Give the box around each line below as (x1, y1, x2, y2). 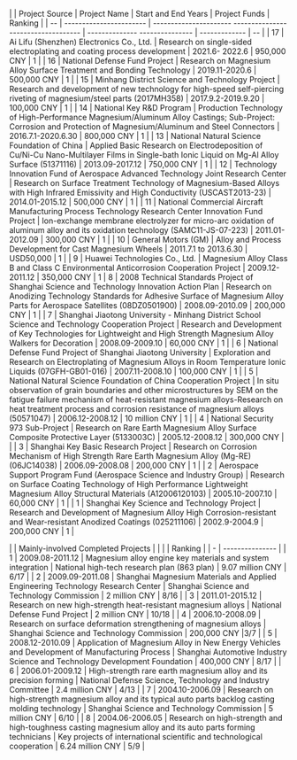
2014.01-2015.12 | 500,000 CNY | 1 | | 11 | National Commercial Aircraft (9, 197, 263, 207)
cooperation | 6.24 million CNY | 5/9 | (9, 741, 146, 751)
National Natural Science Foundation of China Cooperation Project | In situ (9, 376, 280, 385)
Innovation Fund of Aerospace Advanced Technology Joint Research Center (9, 168, 287, 179)
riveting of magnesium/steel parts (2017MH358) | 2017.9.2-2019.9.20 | (9, 93, 265, 104)
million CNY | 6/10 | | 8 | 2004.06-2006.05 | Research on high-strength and (9, 713, 283, 723)
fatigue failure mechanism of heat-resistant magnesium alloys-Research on (9, 394, 284, 405)
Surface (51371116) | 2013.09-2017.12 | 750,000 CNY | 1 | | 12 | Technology (9, 159, 278, 169)
